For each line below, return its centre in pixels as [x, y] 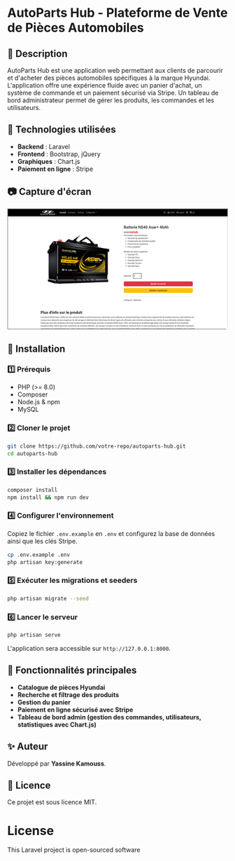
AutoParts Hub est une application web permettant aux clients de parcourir [115, 70]
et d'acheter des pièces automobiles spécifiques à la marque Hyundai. [109, 78]
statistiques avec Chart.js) [57, 724]
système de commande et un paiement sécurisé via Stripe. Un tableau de [113, 93]
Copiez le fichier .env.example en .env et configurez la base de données [111, 533]
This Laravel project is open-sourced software [74, 850]
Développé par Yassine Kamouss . [57, 763]
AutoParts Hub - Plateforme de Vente [117, 13]
